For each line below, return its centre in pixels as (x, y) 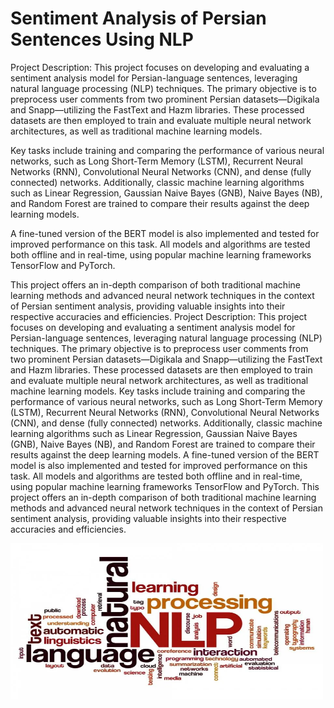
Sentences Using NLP (102, 39)
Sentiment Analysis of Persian (138, 18)
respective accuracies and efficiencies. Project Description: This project (159, 316)
